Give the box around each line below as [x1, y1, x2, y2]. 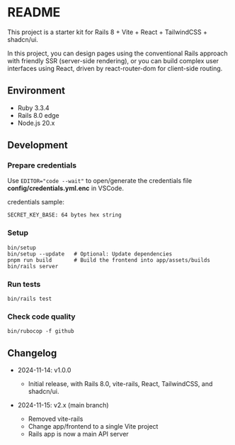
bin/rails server [7, 263, 59, 270]
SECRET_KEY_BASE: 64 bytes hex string [7, 211, 122, 219]
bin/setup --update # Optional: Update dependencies [7, 250, 173, 258]
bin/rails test [7, 295, 52, 302]
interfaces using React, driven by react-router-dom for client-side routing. [7, 64, 223, 72]
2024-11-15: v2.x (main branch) [17, 401, 109, 410]
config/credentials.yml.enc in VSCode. [7, 184, 125, 192]
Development [7, 139, 69, 151]
